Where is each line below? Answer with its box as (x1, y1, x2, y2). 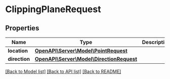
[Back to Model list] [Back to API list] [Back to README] (5, 68, 121, 74)
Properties (5, 24, 39, 32)
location (8, 47, 28, 54)
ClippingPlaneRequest (5, 4, 101, 15)
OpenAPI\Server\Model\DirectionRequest (34, 56, 138, 62)
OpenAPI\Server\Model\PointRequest (34, 47, 127, 54)
